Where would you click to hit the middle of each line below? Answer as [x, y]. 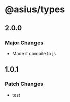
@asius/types [35, 9]
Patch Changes [24, 84]
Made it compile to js [34, 53]
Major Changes [24, 43]
